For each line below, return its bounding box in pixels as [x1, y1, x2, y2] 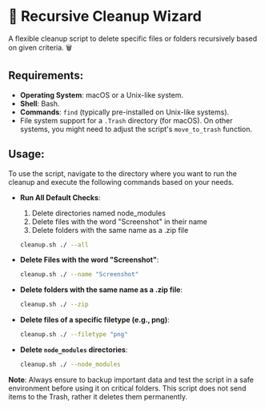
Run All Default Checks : [19, 192, 101, 202]
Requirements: [8, 69, 84, 82]
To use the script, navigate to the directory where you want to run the [8, 168, 238, 178]
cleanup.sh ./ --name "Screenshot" [19, 271, 139, 279]
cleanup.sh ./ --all [19, 240, 89, 249]
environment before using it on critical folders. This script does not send [8, 383, 247, 393]
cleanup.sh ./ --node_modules [19, 360, 122, 369]
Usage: [8, 147, 46, 161]
